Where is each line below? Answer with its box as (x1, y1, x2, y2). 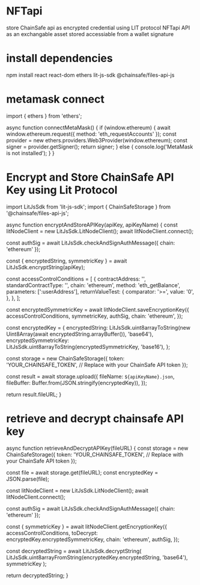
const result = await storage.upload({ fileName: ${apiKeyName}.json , (6, 372, 175, 380)
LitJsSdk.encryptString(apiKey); (6, 263, 85, 271)
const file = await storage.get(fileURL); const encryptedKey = (6, 468, 159, 476)
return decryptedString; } (6, 572, 68, 579)
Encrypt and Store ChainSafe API (6, 171, 174, 184)
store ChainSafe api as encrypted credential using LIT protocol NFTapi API (6, 24, 190, 31)
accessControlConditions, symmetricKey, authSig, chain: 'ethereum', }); (6, 312, 183, 320)
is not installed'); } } (6, 149, 55, 157)
